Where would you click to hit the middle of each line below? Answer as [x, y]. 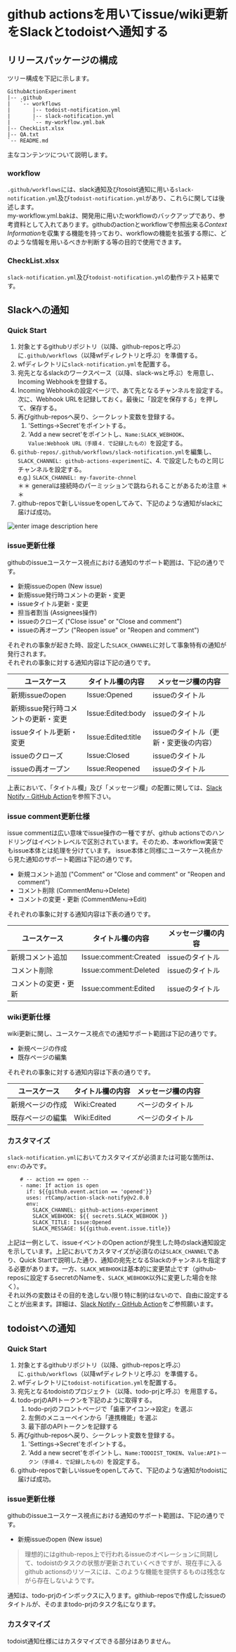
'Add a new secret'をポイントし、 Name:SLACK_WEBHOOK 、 [108, 434]
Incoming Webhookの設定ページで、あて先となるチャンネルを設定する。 [122, 391]
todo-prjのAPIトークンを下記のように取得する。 [86, 1400]
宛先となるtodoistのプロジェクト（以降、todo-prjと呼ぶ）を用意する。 [119, 1391]
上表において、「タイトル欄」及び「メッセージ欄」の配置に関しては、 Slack [115, 787]
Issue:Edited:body [116, 713]
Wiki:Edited [92, 1117]
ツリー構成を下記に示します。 [50, 78]
